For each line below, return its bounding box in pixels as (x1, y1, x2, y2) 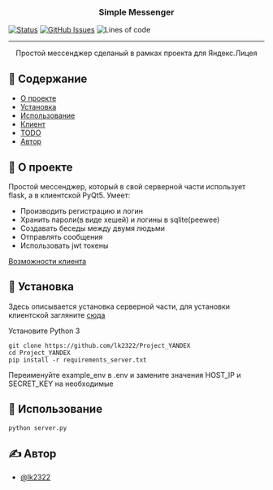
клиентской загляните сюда (8, 310, 106, 319)
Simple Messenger (98, 7, 175, 18)
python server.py (8, 423, 67, 432)
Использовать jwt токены (19, 241, 109, 250)
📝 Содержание (8, 72, 88, 85)
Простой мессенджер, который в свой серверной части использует (8, 181, 246, 191)
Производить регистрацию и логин (19, 206, 144, 215)
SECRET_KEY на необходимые (8, 379, 114, 388)
